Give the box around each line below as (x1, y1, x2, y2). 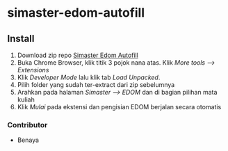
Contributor (7, 120, 48, 129)
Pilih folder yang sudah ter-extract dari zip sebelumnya (17, 81, 175, 88)
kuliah (17, 95, 35, 104)
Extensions (17, 66, 49, 74)
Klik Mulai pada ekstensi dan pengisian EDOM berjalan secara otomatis (17, 103, 222, 111)
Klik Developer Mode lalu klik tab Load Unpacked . (17, 73, 161, 81)
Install (7, 33, 35, 45)
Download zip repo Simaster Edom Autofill (17, 51, 139, 59)
